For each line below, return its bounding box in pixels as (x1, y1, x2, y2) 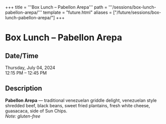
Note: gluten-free (5, 113, 41, 119)
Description (5, 84, 42, 93)
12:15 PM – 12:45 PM (5, 70, 47, 76)
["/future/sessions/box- (113, 9, 161, 15)
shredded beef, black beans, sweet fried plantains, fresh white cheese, (5, 102, 150, 108)
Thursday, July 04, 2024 (5, 65, 55, 71)
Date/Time (5, 51, 39, 60)
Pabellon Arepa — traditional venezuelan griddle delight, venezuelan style (5, 97, 157, 103)
